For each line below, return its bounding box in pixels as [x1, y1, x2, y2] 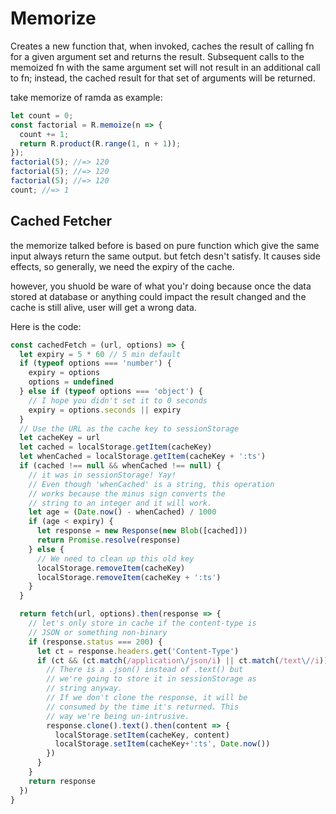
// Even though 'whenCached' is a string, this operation [28, 479, 275, 489]
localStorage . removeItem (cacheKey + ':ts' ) [36, 572, 222, 582]
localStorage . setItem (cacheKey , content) [54, 730, 230, 740]
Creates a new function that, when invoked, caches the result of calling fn [10, 40, 315, 52]
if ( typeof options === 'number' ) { [19, 358, 172, 369]
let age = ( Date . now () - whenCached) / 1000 [28, 507, 217, 517]
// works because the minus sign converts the [28, 488, 226, 499]
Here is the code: [10, 320, 82, 332]
